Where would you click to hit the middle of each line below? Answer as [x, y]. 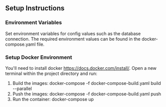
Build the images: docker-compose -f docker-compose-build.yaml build [87, 83]
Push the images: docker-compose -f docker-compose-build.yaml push [87, 94]
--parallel [22, 88]
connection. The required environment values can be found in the [73, 39]
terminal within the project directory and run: [51, 73]
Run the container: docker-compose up [53, 99]
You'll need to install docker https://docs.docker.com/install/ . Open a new [81, 68]
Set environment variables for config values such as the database [73, 33]
